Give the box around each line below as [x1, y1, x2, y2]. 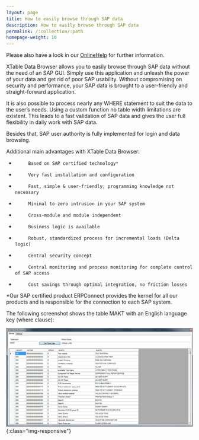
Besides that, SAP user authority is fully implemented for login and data [6, 130, 181, 138]
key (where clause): [6, 316, 54, 323]
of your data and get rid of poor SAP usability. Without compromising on [6, 76, 182, 83]
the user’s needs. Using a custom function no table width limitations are [6, 106, 181, 113]
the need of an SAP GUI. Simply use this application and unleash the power [6, 69, 190, 76]
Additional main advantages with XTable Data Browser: [6, 148, 140, 155]
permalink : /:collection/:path [6, 28, 84, 34]
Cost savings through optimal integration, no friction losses [28, 282, 188, 288]
